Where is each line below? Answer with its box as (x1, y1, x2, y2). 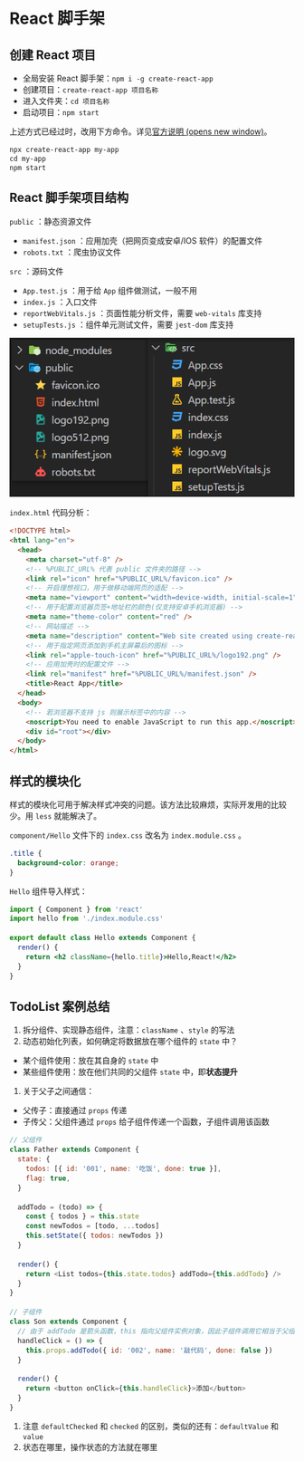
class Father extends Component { (9, 1145, 140, 1155)
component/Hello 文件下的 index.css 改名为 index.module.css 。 (9, 830, 247, 841)
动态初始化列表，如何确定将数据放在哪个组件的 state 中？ (22, 1036, 238, 1047)
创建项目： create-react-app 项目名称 (22, 84, 159, 95)
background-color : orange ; (17, 858, 119, 868)
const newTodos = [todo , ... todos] (25, 1222, 160, 1231)
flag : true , (25, 1174, 71, 1183)
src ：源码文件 (9, 265, 64, 276)
